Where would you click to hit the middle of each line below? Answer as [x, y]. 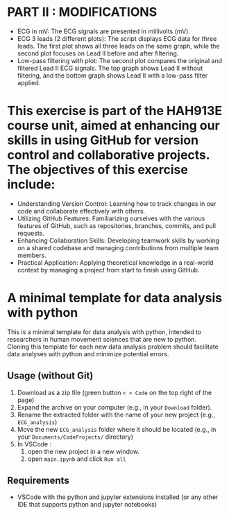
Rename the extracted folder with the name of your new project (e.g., [116, 414]
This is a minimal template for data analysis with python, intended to [104, 332]
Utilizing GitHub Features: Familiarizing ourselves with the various [111, 218]
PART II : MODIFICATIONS [82, 12]
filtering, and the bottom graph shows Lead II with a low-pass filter [112, 75]
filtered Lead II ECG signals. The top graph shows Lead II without [110, 68]
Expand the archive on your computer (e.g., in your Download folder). [114, 407]
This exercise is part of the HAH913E [115, 111]
